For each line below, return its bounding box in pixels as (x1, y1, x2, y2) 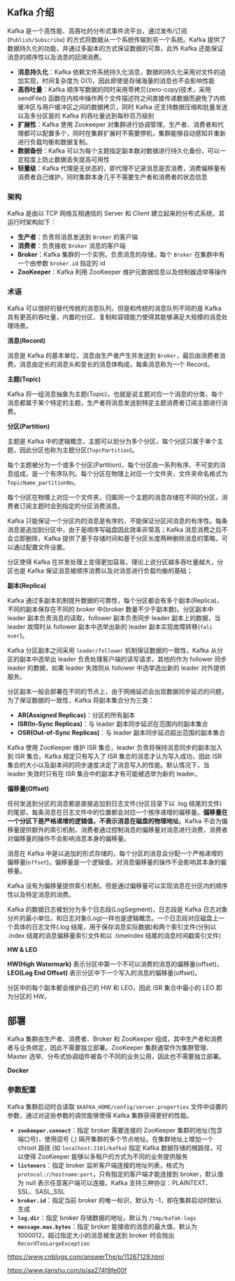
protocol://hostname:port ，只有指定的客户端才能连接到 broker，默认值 (17, 1170, 224, 1178)
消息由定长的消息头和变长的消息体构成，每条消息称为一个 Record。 (19, 360, 213, 369)
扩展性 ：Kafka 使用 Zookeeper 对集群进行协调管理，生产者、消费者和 (17, 120, 218, 128)
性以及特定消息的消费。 (7, 890, 75, 899)
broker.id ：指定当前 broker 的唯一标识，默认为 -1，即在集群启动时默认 (17, 1196, 222, 1204)
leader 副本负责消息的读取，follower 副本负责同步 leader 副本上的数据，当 (7, 614, 221, 622)
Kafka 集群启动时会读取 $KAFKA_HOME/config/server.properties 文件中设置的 (7, 1102, 228, 1111)
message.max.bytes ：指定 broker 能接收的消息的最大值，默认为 (17, 1222, 198, 1231)
